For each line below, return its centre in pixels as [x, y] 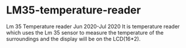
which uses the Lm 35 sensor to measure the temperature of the [85, 32]
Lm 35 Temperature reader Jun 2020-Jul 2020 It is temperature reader [93, 26]
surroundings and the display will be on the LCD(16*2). [73, 39]
